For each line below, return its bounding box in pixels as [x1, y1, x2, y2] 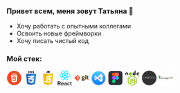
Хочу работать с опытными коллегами [16, 22, 132, 31]
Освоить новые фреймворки [16, 29, 102, 37]
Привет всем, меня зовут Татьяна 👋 [6, 6, 134, 16]
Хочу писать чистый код [16, 37, 89, 45]
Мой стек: [6, 54, 42, 64]
